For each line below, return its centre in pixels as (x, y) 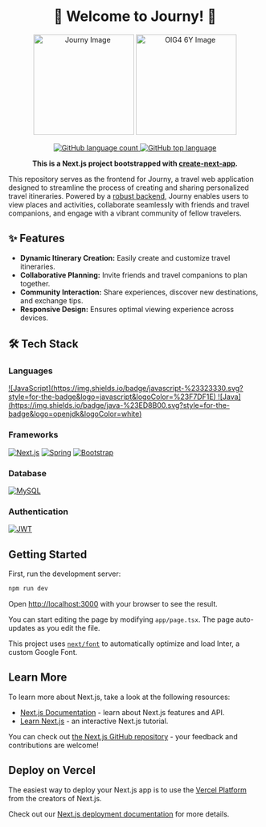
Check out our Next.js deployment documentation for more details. (119, 814)
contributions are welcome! (53, 745)
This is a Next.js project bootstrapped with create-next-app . (135, 163)
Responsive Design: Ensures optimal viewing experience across (127, 309)
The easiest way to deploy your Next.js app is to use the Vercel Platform (128, 790)
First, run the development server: (65, 574)
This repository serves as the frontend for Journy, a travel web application (131, 179)
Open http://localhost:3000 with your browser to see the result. (113, 604)
